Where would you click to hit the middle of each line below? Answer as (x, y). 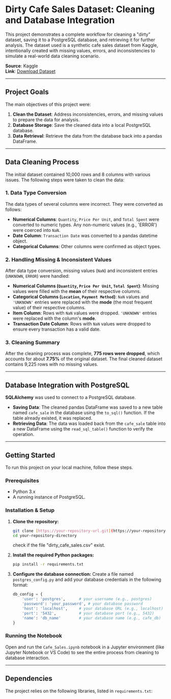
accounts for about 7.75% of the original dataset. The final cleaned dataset (84, 359)
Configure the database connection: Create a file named (73, 574)
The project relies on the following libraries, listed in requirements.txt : (79, 691)
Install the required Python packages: (53, 555)
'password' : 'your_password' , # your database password (82, 604)
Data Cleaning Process (42, 162)
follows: (13, 209)
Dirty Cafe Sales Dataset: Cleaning (80, 9)
